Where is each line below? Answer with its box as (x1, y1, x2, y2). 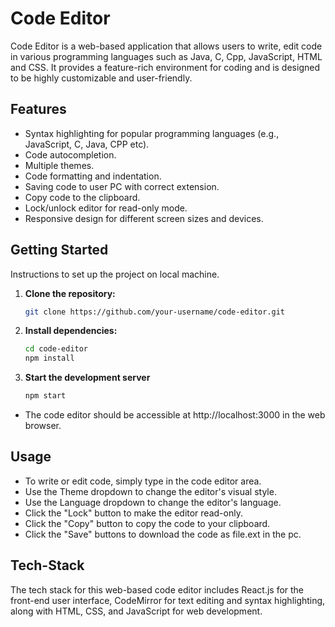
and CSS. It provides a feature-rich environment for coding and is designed (10, 61, 320, 73)
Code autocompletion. (24, 148, 117, 161)
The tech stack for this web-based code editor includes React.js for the (10, 583, 305, 596)
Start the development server (24, 372, 151, 384)
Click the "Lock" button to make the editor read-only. (24, 507, 243, 519)
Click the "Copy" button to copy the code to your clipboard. (24, 517, 271, 529)
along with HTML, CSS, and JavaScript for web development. (10, 605, 263, 617)
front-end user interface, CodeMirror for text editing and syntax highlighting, (10, 594, 326, 606)
